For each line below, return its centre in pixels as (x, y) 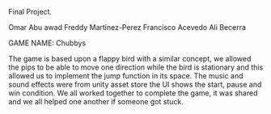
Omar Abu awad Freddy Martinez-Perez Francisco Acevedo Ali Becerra (127, 27)
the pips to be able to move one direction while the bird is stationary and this (136, 67)
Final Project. (30, 12)
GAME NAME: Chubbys (47, 43)
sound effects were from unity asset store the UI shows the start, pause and (135, 84)
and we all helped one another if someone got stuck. (96, 101)
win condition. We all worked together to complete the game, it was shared (133, 93)
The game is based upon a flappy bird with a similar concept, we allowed (130, 59)
